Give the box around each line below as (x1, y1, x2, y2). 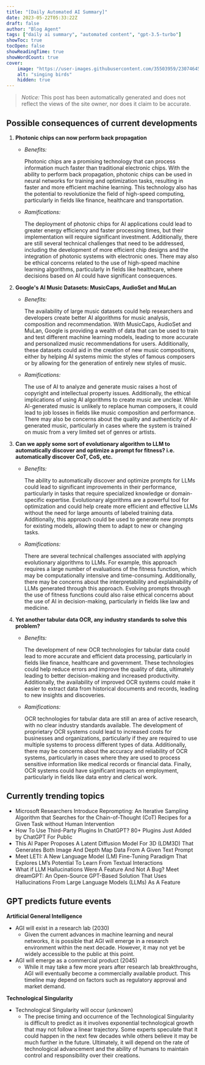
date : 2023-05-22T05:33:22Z (6, 15, 78, 21)
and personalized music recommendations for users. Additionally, (24, 340, 190, 347)
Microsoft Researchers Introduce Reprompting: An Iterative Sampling (15, 807, 189, 814)
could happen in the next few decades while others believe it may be (24, 1032, 197, 1039)
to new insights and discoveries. (24, 691, 106, 698)
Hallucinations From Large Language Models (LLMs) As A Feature (15, 878, 181, 886)
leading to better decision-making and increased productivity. (24, 672, 180, 679)
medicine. (24, 604, 49, 611)
